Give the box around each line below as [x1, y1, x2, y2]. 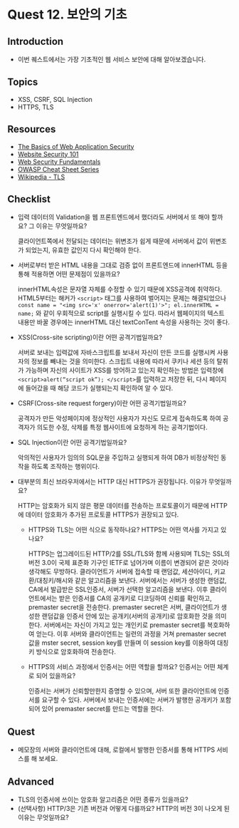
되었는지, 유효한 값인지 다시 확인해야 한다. [25, 246, 142, 254]
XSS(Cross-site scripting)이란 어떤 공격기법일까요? [17, 333, 162, 342]
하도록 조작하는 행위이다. [31, 462, 100, 471]
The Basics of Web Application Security [17, 142, 134, 150]
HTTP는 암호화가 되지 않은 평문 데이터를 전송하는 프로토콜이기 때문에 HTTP [17, 502, 228, 510]
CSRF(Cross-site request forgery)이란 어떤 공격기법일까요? [17, 399, 186, 408]
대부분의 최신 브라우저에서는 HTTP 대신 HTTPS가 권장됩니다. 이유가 [17, 477, 208, 486]
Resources [7, 123, 56, 135]
